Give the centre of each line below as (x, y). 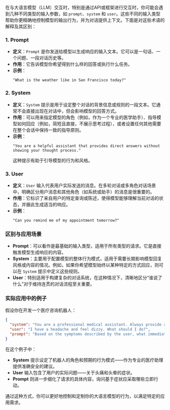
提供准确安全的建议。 (35, 366)
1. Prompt (17, 40)
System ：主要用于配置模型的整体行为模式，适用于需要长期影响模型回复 (87, 259)
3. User (14, 174)
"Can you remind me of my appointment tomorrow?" (66, 220)
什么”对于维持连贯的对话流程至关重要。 (53, 284)
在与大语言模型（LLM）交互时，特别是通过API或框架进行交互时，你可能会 (82, 7)
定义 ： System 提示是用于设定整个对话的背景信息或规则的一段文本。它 (84, 104)
